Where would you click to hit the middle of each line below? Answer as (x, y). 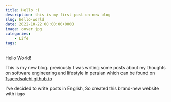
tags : (11, 43)
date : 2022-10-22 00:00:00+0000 (40, 24)
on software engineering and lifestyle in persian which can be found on (80, 73)
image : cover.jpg (24, 29)
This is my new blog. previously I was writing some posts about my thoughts (86, 67)
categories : (18, 34)
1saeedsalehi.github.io (29, 78)
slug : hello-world (25, 19)
